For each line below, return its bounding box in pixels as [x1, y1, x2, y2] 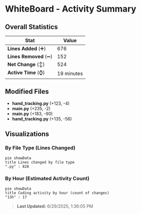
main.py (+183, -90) [12, 111, 53, 116]
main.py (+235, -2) [12, 105, 51, 111]
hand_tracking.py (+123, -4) [12, 100, 70, 106]
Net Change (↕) [7, 61, 45, 67]
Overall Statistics [5, 23, 58, 31]
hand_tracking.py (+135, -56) [12, 115, 72, 122]
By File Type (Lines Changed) [5, 145, 76, 151]
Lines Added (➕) [7, 45, 46, 52]
